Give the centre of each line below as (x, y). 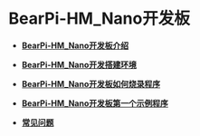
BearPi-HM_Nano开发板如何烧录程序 (90, 83)
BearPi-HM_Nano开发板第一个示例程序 (95, 103)
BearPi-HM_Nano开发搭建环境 (79, 64)
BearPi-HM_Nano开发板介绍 (75, 45)
